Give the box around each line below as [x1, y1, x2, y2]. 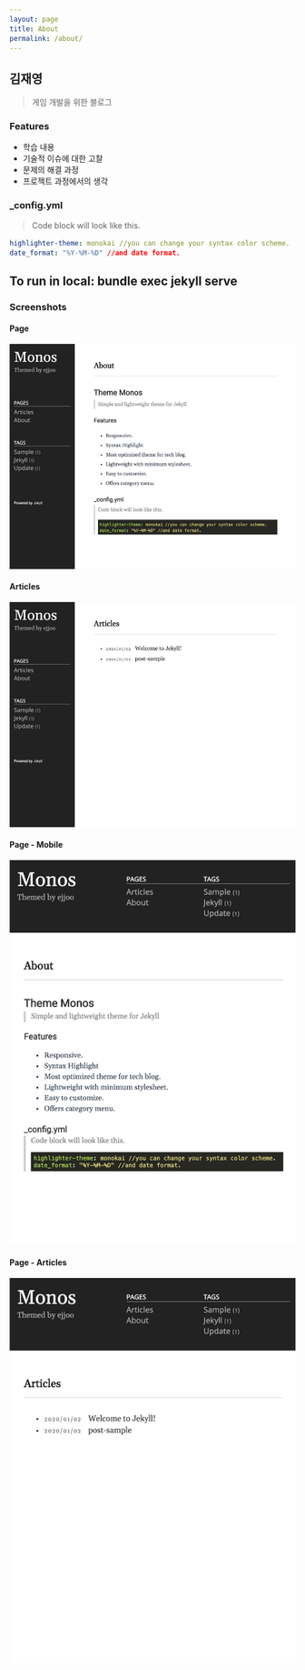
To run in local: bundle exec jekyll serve [9, 273, 238, 288]
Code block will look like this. [31, 219, 141, 231]
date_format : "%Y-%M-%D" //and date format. [9, 248, 181, 257]
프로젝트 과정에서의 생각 [22, 176, 109, 186]
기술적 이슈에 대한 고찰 [22, 153, 103, 164]
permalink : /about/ [9, 34, 84, 43]
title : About [9, 24, 59, 34]
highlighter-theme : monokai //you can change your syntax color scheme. [9, 238, 290, 247]
